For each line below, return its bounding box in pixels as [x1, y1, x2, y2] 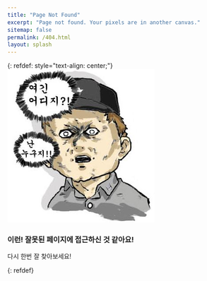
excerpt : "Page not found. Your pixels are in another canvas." [7, 18, 201, 26]
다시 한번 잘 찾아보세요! [7, 252, 72, 261]
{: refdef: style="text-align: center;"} [7, 61, 113, 70]
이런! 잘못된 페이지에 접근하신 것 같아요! [7, 235, 134, 245]
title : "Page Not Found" [7, 11, 81, 18]
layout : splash [7, 41, 52, 49]
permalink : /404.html [7, 34, 71, 41]
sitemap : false [7, 26, 52, 33]
